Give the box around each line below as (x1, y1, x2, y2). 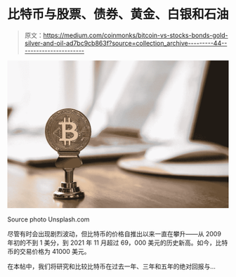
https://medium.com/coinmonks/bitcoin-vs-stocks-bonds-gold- (43, 31, 228, 39)
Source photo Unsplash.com (7, 215, 90, 224)
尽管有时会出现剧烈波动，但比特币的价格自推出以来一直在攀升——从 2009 (7, 230, 221, 238)
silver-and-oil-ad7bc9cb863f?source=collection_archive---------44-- (24, 39, 228, 47)
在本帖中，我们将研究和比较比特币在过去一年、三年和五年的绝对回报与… (7, 262, 216, 271)
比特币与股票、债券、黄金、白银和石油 (7, 6, 230, 22)
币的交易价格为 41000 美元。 (7, 247, 91, 256)
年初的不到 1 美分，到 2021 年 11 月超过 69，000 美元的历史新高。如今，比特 (7, 238, 228, 247)
